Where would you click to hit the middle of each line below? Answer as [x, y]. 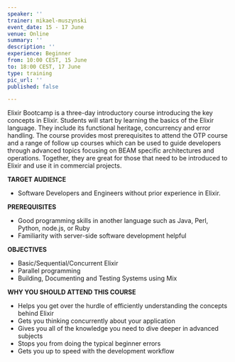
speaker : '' [25, 14]
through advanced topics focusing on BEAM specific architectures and [111, 150]
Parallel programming [49, 271]
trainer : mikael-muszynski [47, 21]
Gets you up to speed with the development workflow [96, 351]
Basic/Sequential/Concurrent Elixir [68, 263]
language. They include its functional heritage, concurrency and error [109, 128]
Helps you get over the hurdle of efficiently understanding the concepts [122, 306]
